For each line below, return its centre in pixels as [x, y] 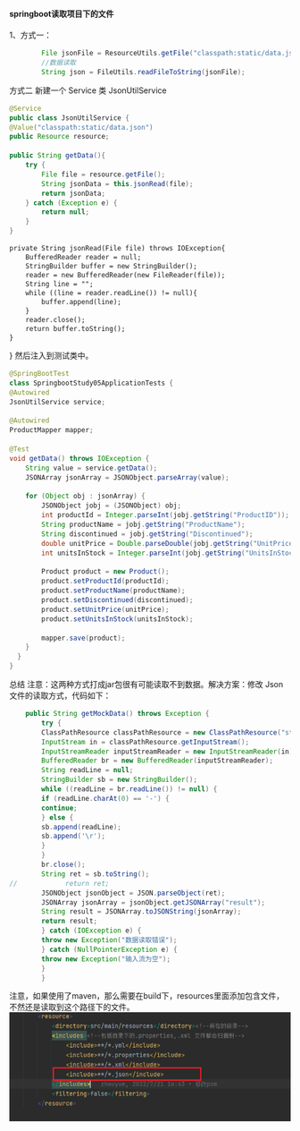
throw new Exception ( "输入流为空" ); [106, 959]
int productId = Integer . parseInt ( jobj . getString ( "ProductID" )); [166, 515]
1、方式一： [30, 35]
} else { [58, 817]
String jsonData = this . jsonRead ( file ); [117, 183]
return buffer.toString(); [75, 329]
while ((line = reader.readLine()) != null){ [112, 293]
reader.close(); [56, 320]
